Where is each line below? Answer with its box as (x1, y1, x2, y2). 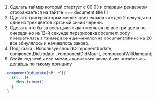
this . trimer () (15, 79, 45, 84)
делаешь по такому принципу (9, 61, 72, 67)
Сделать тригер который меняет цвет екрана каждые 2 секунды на (9, 15, 151, 20)
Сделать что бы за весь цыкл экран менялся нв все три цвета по (9, 25, 146, 31)
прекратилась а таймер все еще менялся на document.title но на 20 (9, 35, 152, 41)
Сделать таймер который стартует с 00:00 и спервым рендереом (9, 4, 148, 10)
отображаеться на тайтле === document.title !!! (9, 9, 108, 15)
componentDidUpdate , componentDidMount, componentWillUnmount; (9, 51, 153, 57)
